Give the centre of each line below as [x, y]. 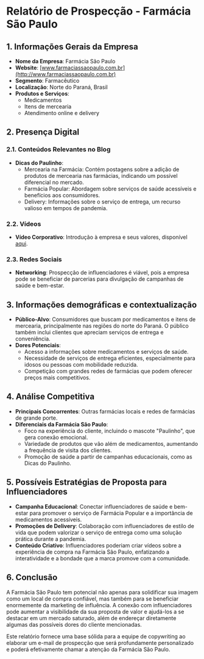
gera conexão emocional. [56, 437]
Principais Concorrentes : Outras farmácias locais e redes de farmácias [105, 411]
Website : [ [28, 68]
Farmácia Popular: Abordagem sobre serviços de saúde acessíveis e [110, 189]
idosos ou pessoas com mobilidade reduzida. [81, 365]
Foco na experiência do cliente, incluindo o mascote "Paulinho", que [110, 431]
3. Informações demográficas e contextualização [102, 305]
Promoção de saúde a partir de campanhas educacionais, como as [108, 456]
